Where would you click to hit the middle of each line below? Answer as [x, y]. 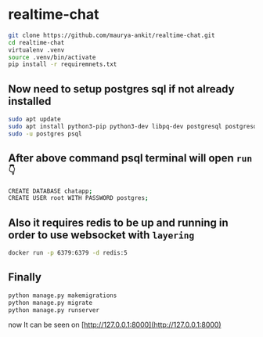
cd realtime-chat [36, 42]
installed [30, 101]
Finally [25, 277]
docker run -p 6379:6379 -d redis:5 [68, 253]
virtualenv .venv [36, 50]
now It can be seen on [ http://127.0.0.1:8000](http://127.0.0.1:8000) [115, 325]
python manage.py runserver [54, 310]
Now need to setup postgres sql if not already [121, 89]
